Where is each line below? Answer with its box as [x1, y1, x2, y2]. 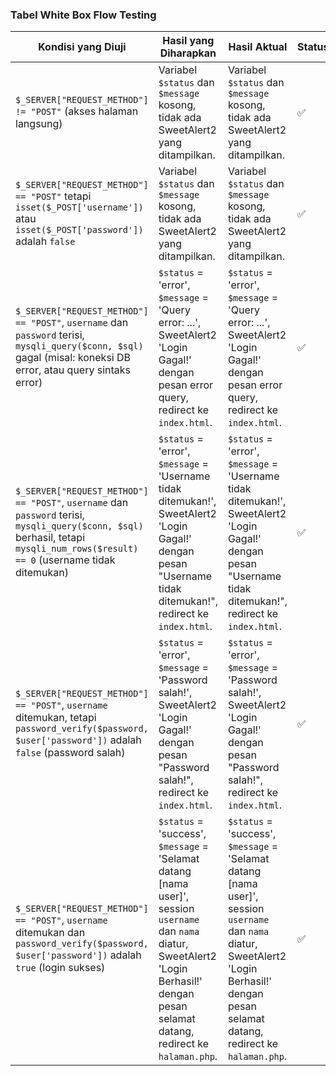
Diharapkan [159, 46, 217, 60]
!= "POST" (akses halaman [15, 104, 139, 118]
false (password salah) [15, 746, 126, 760]
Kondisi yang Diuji [38, 40, 127, 54]
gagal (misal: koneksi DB [15, 351, 132, 365]
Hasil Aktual [228, 40, 288, 54]
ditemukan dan [15, 926, 86, 940]
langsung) [15, 117, 63, 131]
